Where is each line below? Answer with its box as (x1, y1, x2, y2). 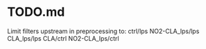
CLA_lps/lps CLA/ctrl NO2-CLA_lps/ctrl (7, 34, 119, 42)
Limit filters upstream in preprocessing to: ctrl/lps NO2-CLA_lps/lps (7, 27, 200, 35)
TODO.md (7, 4, 65, 20)
